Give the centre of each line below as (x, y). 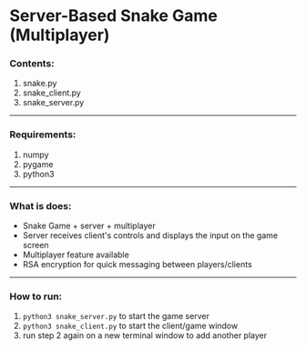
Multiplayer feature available (76, 255)
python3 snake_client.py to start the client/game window (130, 326)
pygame (38, 164)
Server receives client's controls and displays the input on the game (150, 235)
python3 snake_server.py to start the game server (116, 316)
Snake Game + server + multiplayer (89, 226)
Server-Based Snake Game (114, 16)
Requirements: (43, 135)
